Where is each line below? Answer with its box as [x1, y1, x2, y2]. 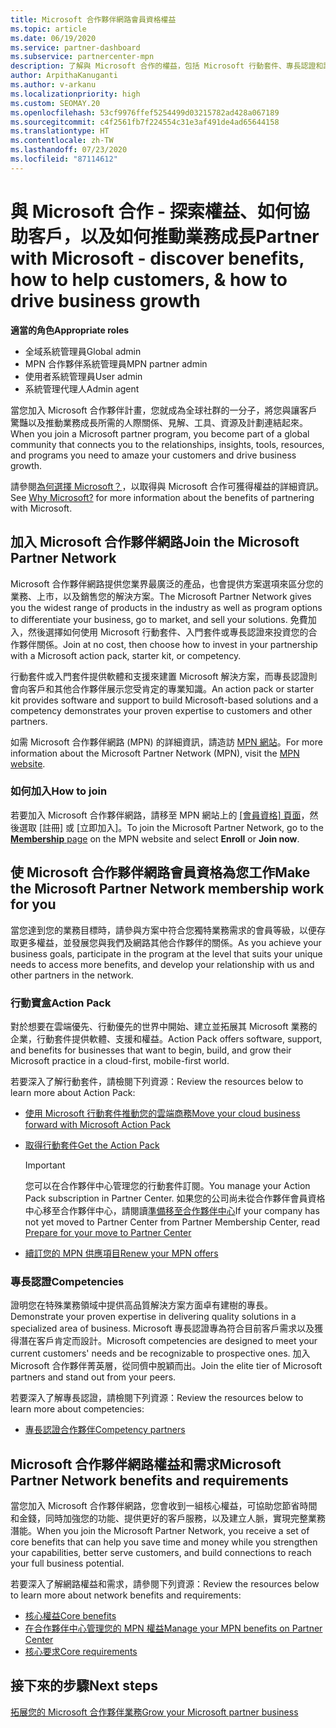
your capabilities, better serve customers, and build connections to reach [10, 1547, 312, 1559]
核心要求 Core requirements [24, 1646, 138, 1658]
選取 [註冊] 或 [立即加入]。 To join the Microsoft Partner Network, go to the [18, 821, 324, 833]
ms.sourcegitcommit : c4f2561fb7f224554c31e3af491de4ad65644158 [10, 117, 280, 127]
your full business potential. [10, 1557, 125, 1570]
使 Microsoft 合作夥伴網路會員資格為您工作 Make [10, 864, 311, 881]
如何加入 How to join [10, 784, 108, 798]
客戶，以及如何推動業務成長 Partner [28, 225, 320, 248]
